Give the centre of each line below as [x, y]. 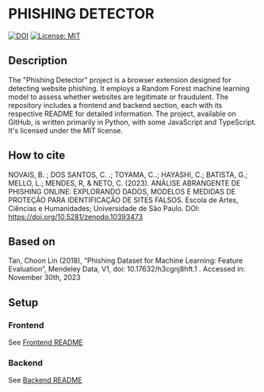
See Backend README [45, 380]
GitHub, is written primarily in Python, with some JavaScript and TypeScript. [132, 122]
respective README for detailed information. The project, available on [122, 113]
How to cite [37, 156]
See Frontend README [46, 343]
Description [38, 61]
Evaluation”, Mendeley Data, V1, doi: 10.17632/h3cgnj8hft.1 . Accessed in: [127, 269]
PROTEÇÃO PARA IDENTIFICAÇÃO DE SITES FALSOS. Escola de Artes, [124, 200]
